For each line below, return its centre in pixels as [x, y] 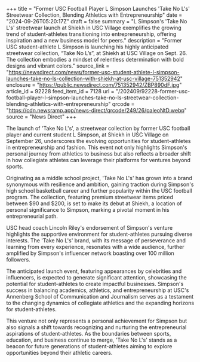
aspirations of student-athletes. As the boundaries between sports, [89, 334]
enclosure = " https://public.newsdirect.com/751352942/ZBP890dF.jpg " [94, 85]
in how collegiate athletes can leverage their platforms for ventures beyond [99, 160]
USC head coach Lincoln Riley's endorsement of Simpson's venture [90, 228]
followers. [19, 259]
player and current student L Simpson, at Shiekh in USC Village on [87, 135]
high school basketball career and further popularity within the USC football [99, 191]
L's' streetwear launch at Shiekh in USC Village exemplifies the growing [94, 28]
